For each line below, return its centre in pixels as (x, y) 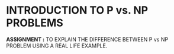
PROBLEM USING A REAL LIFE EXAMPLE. (57, 46)
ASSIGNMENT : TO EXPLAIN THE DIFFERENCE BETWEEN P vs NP (87, 39)
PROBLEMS (35, 23)
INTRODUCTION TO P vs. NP (77, 10)
